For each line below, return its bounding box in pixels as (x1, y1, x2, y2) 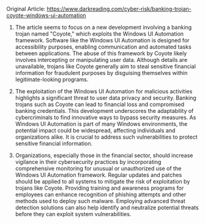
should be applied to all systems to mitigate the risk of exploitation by (15, 178, 190, 185)
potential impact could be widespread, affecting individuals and (15, 127, 176, 134)
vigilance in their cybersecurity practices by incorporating (15, 158, 162, 165)
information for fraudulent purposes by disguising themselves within (15, 69, 188, 76)
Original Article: (6, 6, 46, 12)
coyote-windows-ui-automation (6, 12, 87, 19)
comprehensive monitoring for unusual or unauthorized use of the (15, 165, 182, 172)
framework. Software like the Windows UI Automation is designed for (15, 37, 190, 44)
